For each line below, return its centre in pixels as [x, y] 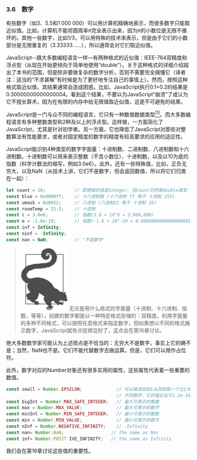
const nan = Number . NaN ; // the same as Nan [82, 432]
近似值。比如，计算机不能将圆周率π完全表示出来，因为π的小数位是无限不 [94, 31]
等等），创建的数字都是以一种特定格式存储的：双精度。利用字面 [107, 315]
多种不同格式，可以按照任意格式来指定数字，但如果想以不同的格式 [105, 323]
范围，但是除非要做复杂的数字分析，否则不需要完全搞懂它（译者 [108, 72]
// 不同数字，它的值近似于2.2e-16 [154, 395]
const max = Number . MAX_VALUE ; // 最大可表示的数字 [83, 408]
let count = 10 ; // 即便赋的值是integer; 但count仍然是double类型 [97, 190]
